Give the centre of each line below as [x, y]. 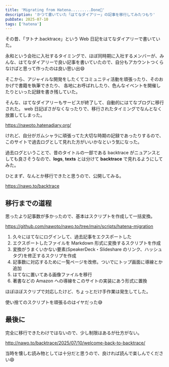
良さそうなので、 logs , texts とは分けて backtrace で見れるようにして [90, 159]
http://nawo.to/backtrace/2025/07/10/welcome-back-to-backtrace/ [75, 343]
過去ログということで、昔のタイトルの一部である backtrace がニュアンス [81, 153]
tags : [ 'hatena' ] [23, 24]
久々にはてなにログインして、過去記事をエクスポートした [72, 237]
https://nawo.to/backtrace [32, 186]
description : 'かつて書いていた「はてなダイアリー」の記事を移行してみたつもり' [80, 15]
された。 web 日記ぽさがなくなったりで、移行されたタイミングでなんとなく [84, 109]
